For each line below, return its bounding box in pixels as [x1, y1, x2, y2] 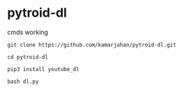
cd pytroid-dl [7, 54, 49, 61]
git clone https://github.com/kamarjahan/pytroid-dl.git [7, 41, 177, 48]
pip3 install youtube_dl [7, 66, 80, 72]
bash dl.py [7, 78, 39, 85]
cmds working [7, 28, 49, 36]
